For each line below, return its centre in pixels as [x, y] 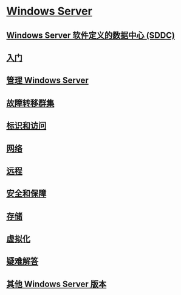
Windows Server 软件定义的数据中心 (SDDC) [90, 35]
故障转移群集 [30, 103]
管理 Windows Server [48, 80]
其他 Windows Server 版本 [56, 284]
